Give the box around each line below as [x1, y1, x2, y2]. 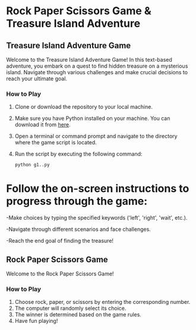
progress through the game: [6, 195, 148, 208]
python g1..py [14, 162, 50, 168]
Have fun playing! [14, 318, 58, 325]
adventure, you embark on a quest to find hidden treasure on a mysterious [6, 62, 188, 69]
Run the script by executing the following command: [14, 150, 143, 158]
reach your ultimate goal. [6, 75, 67, 82]
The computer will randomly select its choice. [14, 304, 127, 312]
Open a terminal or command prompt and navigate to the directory [14, 132, 178, 140]
